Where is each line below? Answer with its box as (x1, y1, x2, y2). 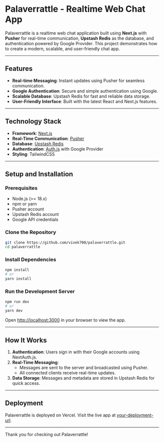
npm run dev (5, 299, 29, 304)
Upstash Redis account (12, 211, 59, 217)
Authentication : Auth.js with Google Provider (12, 146, 103, 152)
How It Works (5, 336, 47, 344)
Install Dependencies (5, 256, 57, 263)
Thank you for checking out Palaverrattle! (5, 431, 89, 437)
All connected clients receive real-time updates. (19, 369, 116, 376)
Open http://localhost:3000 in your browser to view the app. (5, 317, 126, 323)
